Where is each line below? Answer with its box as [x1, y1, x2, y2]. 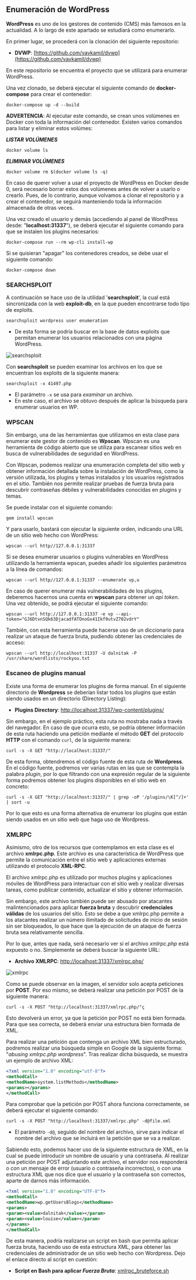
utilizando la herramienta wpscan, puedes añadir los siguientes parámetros [6, 560, 187, 567]
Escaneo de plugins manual [6, 669, 86, 678]
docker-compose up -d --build [6, 102, 80, 108]
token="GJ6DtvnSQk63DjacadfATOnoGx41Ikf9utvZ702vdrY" [6, 617, 140, 622]
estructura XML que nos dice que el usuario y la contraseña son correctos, [6, 1171, 186, 1178]
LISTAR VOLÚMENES [6, 136, 58, 143]
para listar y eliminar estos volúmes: [6, 124, 93, 131]
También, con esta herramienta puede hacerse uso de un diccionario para [6, 627, 184, 634]
